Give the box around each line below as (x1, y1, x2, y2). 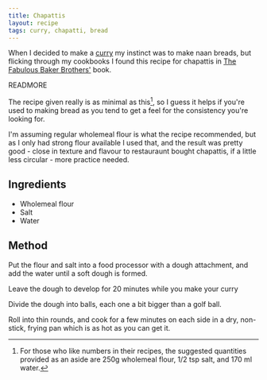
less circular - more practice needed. (8, 155, 130, 165)
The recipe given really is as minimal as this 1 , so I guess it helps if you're (8, 96, 245, 107)
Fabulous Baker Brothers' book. (8, 65, 112, 75)
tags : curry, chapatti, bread (8, 26, 109, 34)
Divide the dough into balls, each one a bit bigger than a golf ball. (8, 299, 222, 308)
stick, (8, 323, 26, 332)
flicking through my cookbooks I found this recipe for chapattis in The (8, 56, 237, 66)
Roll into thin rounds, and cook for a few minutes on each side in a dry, (8, 315, 239, 324)
